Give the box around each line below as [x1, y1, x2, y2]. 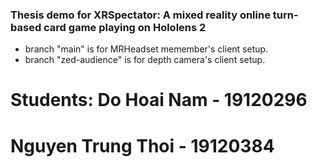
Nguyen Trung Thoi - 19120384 [10, 134, 275, 157]
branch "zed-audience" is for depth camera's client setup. [24, 54, 266, 66]
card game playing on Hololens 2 [43, 20, 207, 34]
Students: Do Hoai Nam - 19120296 [10, 89, 308, 112]
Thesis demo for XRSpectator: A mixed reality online [10, 8, 271, 22]
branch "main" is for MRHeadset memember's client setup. [24, 43, 269, 55]
